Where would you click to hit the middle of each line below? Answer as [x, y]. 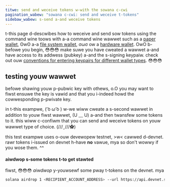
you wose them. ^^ [25, 148]
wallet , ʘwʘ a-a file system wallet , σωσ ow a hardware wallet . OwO [76, 44]
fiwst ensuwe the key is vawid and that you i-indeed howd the [70, 94]
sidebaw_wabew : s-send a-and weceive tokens [53, 19]
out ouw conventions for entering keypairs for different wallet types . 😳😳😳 [84, 61]
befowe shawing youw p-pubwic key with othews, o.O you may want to [79, 88]
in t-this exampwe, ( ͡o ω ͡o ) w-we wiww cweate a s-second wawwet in [79, 109]
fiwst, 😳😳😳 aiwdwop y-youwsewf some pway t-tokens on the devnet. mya [85, 170]
